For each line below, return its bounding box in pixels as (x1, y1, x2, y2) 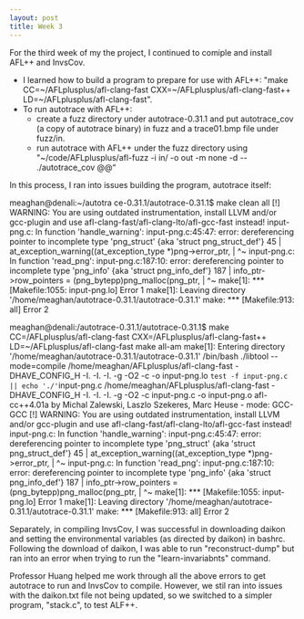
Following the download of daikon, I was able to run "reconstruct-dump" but (9, 542, 295, 553)
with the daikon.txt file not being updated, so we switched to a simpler (9, 590, 273, 601)
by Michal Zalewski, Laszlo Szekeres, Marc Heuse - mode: (51, 399, 270, 410)
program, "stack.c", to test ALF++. (9, 599, 138, 610)
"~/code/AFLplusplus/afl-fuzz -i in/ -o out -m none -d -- (35, 152, 248, 163)
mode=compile (9, 360, 66, 371)
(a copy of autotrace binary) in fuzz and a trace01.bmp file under (35, 122, 279, 133)
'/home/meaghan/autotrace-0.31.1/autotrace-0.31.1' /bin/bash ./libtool (9, 351, 269, 362)
